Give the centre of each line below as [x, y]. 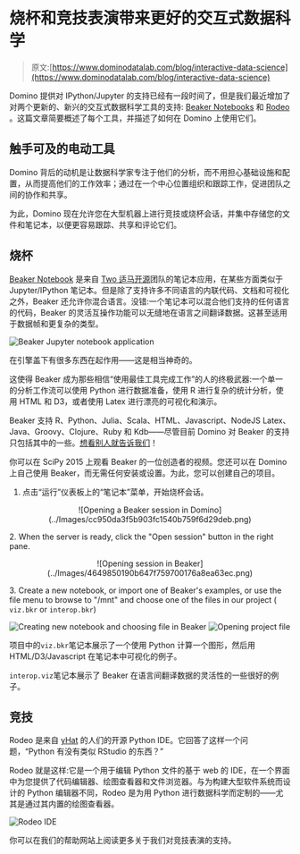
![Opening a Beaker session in [133, 510]
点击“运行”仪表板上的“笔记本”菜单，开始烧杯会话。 [115, 492]
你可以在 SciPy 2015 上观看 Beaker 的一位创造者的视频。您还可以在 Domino [148, 461]
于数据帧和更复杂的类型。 [56, 324]
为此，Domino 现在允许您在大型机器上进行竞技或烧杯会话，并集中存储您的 [146, 213]
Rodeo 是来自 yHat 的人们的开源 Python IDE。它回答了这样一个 [125, 740]
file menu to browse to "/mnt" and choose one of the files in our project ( [143, 599]
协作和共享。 [48, 194]
